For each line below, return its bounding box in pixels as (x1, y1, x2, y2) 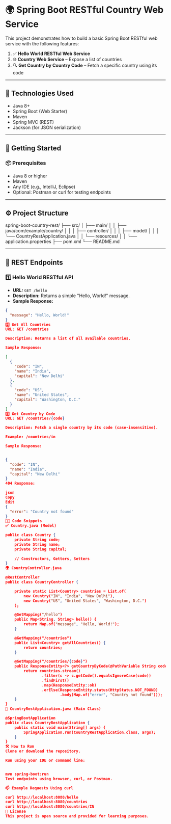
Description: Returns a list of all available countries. (5, 336, 131, 341)
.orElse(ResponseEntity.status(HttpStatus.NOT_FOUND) (41, 687, 158, 693)
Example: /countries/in (5, 434, 56, 440)
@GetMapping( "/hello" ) (14, 612, 63, 617)
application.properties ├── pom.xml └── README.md (5, 238, 120, 245)
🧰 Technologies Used (5, 89, 74, 98)
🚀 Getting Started (5, 144, 62, 153)
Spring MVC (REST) (12, 119, 54, 125)
